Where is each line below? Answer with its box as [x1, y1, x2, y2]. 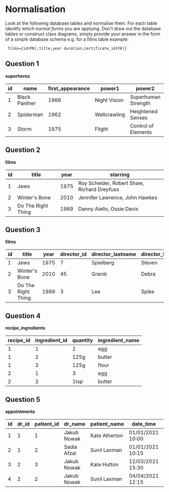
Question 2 [5, 146, 41, 154]
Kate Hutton [90, 461, 119, 468]
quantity [72, 337, 93, 344]
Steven [141, 259, 157, 266]
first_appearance [48, 85, 90, 92]
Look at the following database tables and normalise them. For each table [5, 20, 157, 26]
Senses [130, 114, 148, 121]
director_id [60, 251, 87, 258]
